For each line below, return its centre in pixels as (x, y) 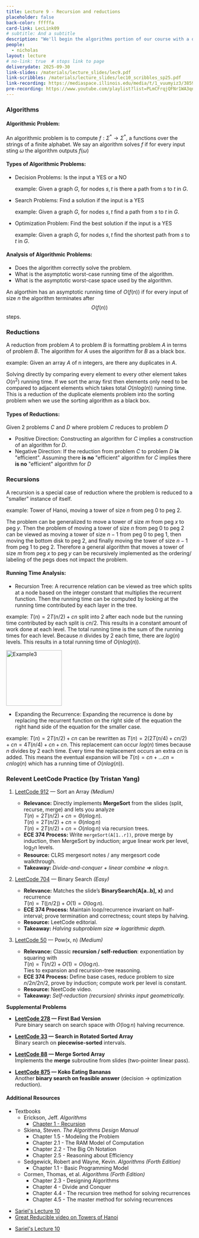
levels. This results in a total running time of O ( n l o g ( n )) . (73, 642)
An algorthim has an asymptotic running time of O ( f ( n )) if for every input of (97, 292)
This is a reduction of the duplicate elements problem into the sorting (90, 394)
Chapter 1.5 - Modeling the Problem (76, 1137)
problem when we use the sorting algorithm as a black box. (78, 400)
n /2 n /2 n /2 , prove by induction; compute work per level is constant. (105, 983)
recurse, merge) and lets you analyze (69, 810)
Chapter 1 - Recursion (59, 1124)
